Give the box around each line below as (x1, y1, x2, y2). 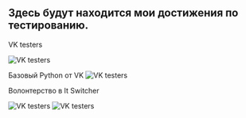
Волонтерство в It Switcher (8, 86, 100, 95)
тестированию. (8, 19, 89, 32)
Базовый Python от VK (8, 70, 84, 80)
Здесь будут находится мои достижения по (8, 6, 239, 20)
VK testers (8, 40, 43, 49)
